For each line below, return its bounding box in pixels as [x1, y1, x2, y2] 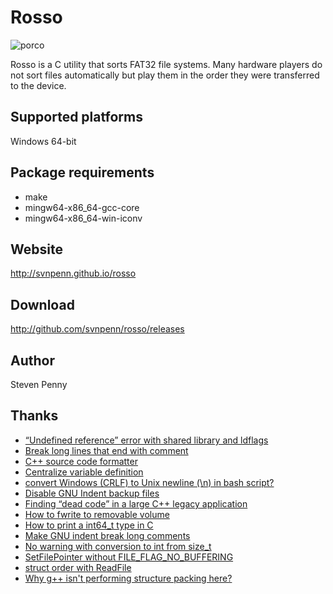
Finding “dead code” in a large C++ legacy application [24, 497, 248, 510]
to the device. [10, 79, 67, 91]
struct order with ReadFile [24, 561, 132, 573]
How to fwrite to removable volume [24, 508, 170, 520]
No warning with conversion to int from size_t [24, 540, 212, 552]
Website [10, 241, 63, 258]
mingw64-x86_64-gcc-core [24, 201, 140, 213]
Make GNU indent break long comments [24, 529, 191, 541]
